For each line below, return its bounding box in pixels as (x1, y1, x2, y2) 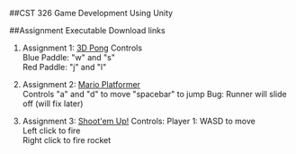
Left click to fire (22, 125, 81, 136)
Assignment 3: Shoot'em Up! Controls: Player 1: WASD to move (22, 116, 256, 126)
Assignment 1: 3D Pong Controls (22, 42, 142, 53)
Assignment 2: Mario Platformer (22, 79, 141, 89)
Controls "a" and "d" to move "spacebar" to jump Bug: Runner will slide (22, 89, 287, 99)
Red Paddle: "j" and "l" (22, 62, 107, 72)
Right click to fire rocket (22, 135, 112, 145)
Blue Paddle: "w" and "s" (22, 52, 115, 62)
